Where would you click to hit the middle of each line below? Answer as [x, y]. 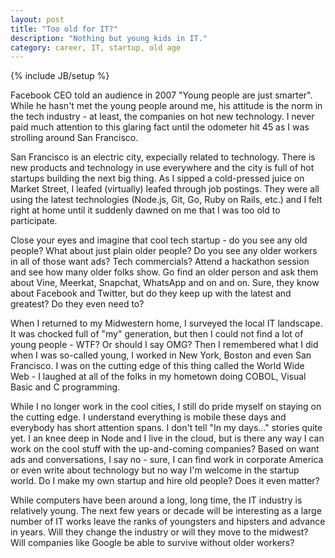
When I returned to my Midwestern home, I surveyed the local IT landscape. [166, 323]
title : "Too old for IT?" [64, 29]
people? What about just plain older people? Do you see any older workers [164, 251]
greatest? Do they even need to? [77, 304]
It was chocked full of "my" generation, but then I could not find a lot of [157, 334]
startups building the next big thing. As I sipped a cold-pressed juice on [157, 178]
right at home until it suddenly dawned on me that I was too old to [145, 210]
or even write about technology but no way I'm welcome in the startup [155, 470]
